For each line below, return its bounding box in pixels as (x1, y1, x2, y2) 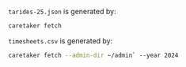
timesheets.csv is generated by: (8, 35, 113, 46)
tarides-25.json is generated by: (8, 7, 116, 16)
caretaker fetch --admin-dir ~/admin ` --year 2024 (8, 51, 179, 59)
